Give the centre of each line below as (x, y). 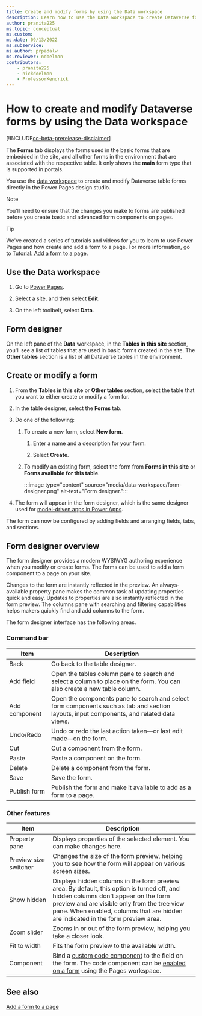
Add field (22, 681)
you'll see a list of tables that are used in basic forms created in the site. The (101, 350)
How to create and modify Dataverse (99, 109)
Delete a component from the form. (101, 768)
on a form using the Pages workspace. (107, 970)
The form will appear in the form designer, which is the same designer (102, 503)
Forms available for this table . (62, 473)
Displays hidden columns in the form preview (116, 881)
